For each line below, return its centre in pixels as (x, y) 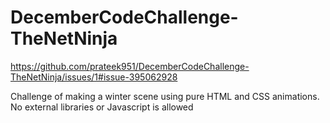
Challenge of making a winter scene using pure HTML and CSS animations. (165, 96)
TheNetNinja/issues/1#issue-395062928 (94, 77)
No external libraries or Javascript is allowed (102, 107)
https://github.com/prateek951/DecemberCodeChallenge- (130, 66)
